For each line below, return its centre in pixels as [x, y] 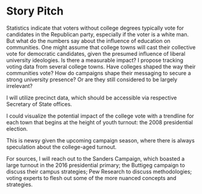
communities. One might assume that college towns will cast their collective [101, 47]
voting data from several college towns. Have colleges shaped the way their [101, 66]
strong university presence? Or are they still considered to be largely [92, 79]
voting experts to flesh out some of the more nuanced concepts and [92, 178]
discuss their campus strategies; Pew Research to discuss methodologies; [99, 172]
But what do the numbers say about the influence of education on [89, 41]
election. [17, 129]
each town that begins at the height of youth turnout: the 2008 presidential [99, 122]
